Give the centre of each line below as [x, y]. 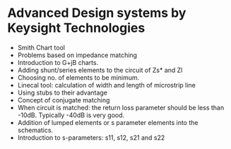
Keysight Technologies [76, 28]
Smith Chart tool [41, 47]
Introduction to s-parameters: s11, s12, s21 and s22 [91, 137]
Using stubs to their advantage [63, 93]
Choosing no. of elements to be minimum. [78, 77]
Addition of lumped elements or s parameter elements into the [108, 122]
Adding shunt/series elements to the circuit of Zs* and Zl [100, 70]
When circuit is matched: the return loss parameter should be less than [121, 107]
